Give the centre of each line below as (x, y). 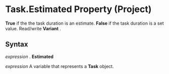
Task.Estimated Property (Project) (78, 9)
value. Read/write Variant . (33, 28)
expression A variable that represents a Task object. (59, 66)
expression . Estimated (30, 56)
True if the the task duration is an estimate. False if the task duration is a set (85, 23)
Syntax (17, 45)
